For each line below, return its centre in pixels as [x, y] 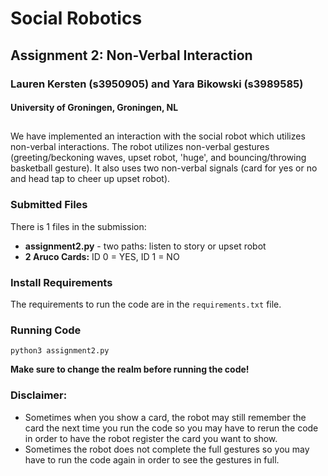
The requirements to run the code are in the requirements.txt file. [146, 304]
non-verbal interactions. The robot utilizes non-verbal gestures [140, 147]
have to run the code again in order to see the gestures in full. [152, 459]
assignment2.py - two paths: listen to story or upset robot [145, 246]
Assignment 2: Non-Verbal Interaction [131, 55]
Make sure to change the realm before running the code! [130, 369]
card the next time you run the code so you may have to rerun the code [171, 428]
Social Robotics [76, 18]
